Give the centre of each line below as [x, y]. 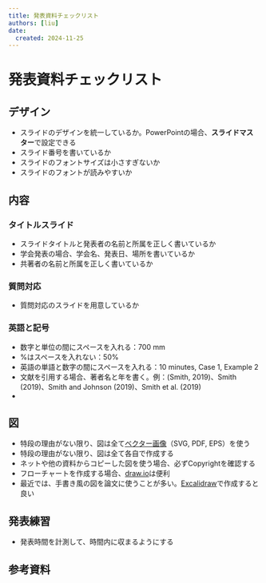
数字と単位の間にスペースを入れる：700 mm [92, 347]
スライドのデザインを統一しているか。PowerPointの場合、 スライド [129, 133]
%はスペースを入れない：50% [69, 357]
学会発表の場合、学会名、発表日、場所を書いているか [107, 253]
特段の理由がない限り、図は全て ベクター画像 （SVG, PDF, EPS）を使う [135, 443]
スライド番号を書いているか [66, 153]
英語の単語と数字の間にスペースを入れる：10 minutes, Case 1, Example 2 [139, 367]
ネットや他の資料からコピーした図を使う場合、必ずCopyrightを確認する [137, 463]
